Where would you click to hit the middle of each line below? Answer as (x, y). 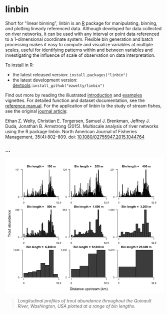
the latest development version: (45, 80)
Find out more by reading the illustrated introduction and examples (74, 95)
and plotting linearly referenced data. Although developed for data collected (83, 28)
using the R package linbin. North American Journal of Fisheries (71, 131)
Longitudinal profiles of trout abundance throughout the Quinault (84, 301)
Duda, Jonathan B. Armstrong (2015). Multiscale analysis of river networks (82, 126)
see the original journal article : (36, 111)
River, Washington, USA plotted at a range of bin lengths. (76, 306)
